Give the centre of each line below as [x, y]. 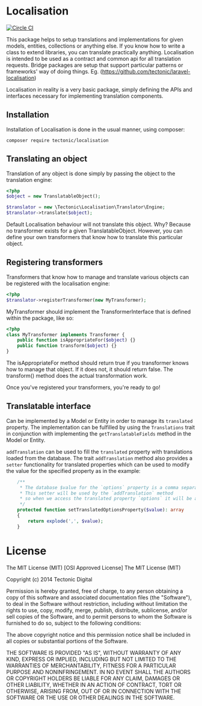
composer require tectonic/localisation [58, 140]
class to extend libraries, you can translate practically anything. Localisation [100, 52]
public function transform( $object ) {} [67, 346]
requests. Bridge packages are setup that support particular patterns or [95, 65]
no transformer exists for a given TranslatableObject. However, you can [94, 231]
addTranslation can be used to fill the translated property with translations [99, 451]
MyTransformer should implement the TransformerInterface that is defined [99, 311]
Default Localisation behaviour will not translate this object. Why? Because [99, 225]
